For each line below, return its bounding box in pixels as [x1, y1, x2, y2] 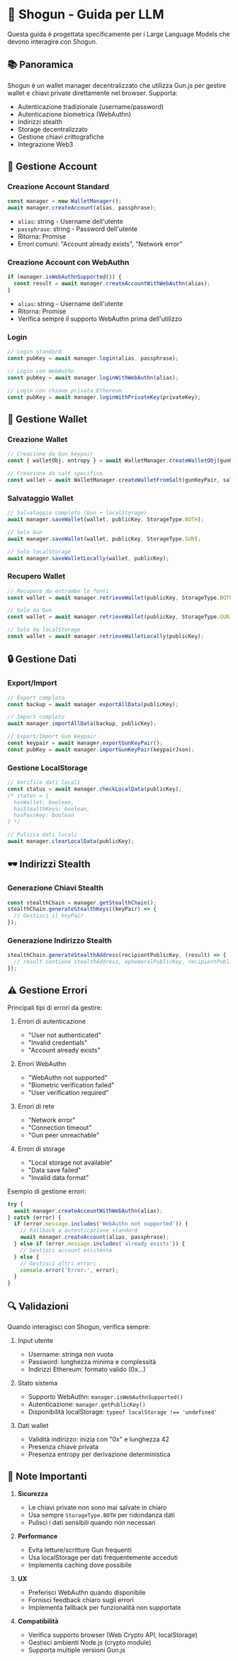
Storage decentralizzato [17, 125, 89, 133]
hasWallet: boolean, [13, 798, 74, 806]
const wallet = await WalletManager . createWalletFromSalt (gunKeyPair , [7, 476, 220, 484]
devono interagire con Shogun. [7, 37, 98, 45]
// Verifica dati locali [7, 779, 81, 786]
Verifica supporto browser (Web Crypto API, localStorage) [28, 1631, 198, 1639]
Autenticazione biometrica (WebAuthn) [17, 110, 132, 118]
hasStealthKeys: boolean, [13, 805, 91, 812]
